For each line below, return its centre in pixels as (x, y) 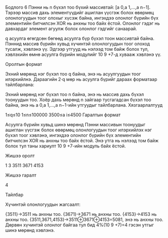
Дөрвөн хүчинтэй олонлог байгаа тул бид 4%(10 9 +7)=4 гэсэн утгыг (80, 225)
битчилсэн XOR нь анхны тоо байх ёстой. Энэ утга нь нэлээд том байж (82, 141)
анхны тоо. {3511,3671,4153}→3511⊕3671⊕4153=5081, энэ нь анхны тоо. (84, 219)
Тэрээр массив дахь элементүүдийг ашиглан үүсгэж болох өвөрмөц (80, 13)
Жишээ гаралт (21, 175)
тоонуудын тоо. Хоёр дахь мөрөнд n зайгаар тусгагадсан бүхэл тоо (78, 100)
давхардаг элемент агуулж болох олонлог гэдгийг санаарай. (71, 29)
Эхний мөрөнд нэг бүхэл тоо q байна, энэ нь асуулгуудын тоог (73, 74)
